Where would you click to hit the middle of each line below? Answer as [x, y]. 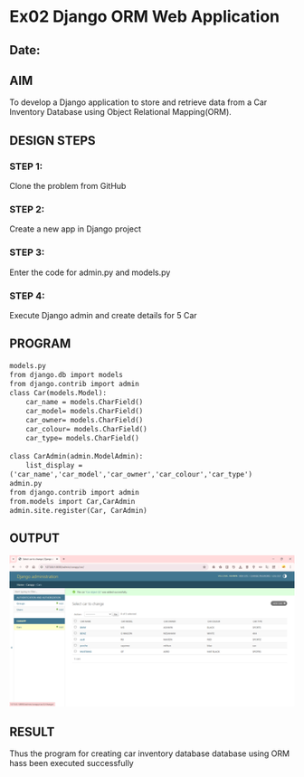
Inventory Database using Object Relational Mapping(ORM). [121, 112]
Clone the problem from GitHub [68, 186]
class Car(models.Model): [58, 393]
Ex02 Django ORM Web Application [145, 17]
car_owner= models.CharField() [85, 420]
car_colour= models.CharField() [86, 429]
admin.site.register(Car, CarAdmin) [78, 510]
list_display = [54, 465]
